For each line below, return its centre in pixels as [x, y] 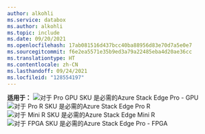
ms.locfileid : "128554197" [46, 77]
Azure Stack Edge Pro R [116, 107]
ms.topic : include [33, 33]
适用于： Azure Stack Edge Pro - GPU [103, 98]
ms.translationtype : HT [41, 58]
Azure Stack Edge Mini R [120, 115]
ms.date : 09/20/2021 [37, 39]
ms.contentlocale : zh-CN [43, 65]
